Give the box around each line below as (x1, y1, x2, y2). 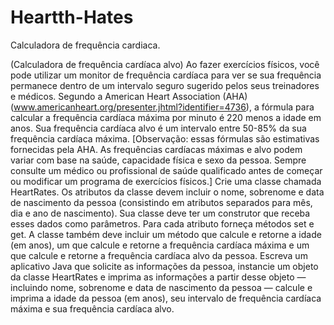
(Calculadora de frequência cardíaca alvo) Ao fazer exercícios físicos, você (10, 58, 320, 70)
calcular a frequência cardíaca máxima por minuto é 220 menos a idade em (10, 111, 322, 123)
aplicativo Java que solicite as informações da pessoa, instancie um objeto (10, 260, 319, 272)
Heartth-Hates (10, 6, 134, 29)
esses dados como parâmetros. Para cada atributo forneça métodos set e (10, 217, 315, 230)
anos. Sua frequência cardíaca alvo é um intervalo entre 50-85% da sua (10, 122, 307, 134)
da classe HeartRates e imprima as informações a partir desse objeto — (10, 271, 307, 283)
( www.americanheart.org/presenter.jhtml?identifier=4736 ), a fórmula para (10, 101, 315, 113)
